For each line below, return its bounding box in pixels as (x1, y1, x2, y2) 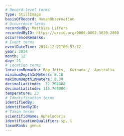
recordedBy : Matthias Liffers (5, 26, 68, 31)
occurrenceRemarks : (5, 35, 46, 40)
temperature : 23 (5, 91, 39, 96)
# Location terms (5, 63, 41, 68)
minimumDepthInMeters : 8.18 (5, 72, 64, 77)
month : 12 (5, 53, 26, 59)
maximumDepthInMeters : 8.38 (5, 77, 64, 82)
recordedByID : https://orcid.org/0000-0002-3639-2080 (5, 30, 120, 35)
